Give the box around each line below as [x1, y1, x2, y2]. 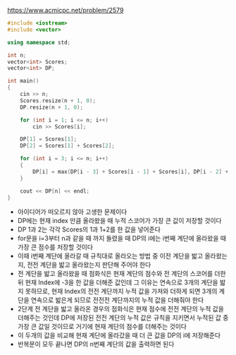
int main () [7, 78, 39, 85]
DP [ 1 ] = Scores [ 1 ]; [20, 136, 77, 143]
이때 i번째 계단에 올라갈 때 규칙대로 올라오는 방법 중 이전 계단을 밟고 [17, 252, 204, 260]
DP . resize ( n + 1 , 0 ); [20, 104, 83, 111]
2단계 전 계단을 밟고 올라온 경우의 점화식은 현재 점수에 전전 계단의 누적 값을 [17, 305, 224, 313]
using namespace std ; [7, 39, 71, 46]
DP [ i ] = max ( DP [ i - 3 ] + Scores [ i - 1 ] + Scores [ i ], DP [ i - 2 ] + [32, 168, 229, 175]
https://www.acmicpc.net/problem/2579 [7, 6, 124, 14]
